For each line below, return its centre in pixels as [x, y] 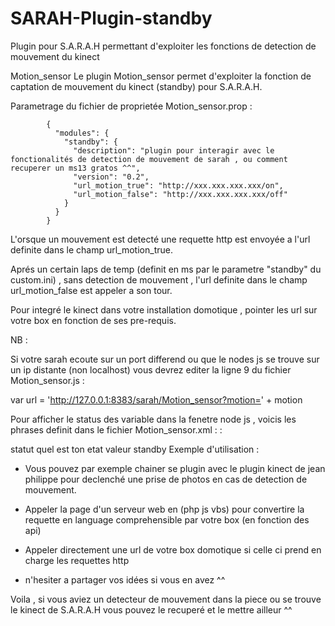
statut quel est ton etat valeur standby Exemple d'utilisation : [135, 449]
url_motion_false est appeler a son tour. [91, 290]
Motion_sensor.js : [47, 380]
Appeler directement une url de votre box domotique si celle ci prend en [173, 549]
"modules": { [82, 133]
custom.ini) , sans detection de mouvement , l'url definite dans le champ [159, 279]
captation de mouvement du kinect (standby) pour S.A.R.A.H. [136, 86]
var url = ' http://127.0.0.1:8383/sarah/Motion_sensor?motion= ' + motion [156, 399]
